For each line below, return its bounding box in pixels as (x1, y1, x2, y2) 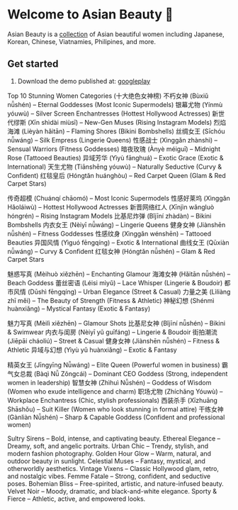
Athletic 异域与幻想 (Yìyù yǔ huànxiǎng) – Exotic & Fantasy (7, 345, 177, 354)
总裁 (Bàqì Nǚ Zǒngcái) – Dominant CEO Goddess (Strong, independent (19, 369, 228, 378)
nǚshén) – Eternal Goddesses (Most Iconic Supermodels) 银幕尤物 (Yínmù (7, 100, 223, 109)
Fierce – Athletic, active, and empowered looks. (7, 494, 146, 503)
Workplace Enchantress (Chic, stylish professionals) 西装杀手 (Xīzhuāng (7, 396, 218, 404)
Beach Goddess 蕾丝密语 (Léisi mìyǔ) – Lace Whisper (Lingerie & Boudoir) (7, 278, 223, 287)
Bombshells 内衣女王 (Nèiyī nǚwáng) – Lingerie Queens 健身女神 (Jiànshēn (7, 220, 226, 229)
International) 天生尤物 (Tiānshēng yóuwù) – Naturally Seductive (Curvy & (7, 162, 222, 171)
